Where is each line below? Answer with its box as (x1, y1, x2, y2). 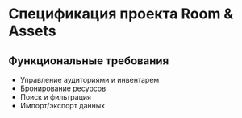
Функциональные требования (8, 54, 169, 67)
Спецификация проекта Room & (8, 5, 234, 23)
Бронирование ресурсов (19, 83, 106, 93)
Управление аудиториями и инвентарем (19, 75, 160, 84)
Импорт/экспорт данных (19, 101, 106, 110)
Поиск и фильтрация (19, 92, 91, 101)
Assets (8, 22, 56, 40)
